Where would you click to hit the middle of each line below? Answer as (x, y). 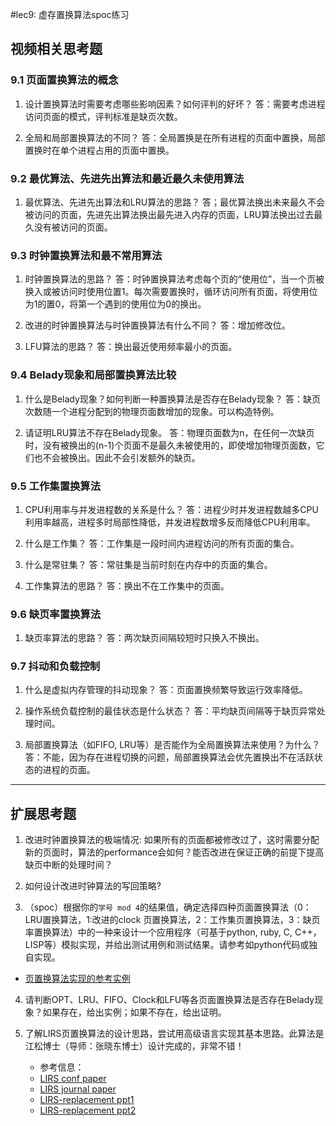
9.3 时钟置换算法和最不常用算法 (86, 255)
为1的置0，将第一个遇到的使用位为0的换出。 (115, 304)
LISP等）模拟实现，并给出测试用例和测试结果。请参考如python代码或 (167, 945)
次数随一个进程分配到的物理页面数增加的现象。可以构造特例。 (152, 411)
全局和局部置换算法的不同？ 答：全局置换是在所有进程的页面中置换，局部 (175, 137)
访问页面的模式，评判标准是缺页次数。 (103, 116)
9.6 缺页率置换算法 (56, 614)
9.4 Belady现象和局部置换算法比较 (93, 375)
